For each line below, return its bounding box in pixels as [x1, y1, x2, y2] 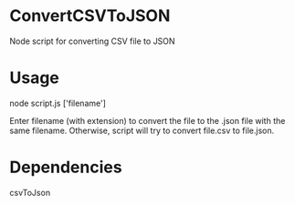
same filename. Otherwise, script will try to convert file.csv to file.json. [9, 125, 275, 136]
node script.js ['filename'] [9, 97, 107, 108]
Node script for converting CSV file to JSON [9, 36, 175, 46]
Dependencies [9, 157, 122, 178]
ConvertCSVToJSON [9, 5, 171, 26]
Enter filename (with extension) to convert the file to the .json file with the [9, 115, 286, 126]
